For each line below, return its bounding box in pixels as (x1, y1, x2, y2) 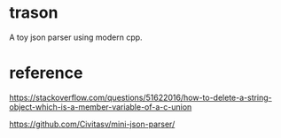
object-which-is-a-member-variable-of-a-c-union (9, 101, 192, 112)
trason (9, 3, 59, 23)
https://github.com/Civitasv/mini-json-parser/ (9, 119, 176, 129)
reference (9, 63, 83, 83)
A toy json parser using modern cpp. (9, 32, 144, 42)
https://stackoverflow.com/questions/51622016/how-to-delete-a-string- (9, 92, 272, 103)
